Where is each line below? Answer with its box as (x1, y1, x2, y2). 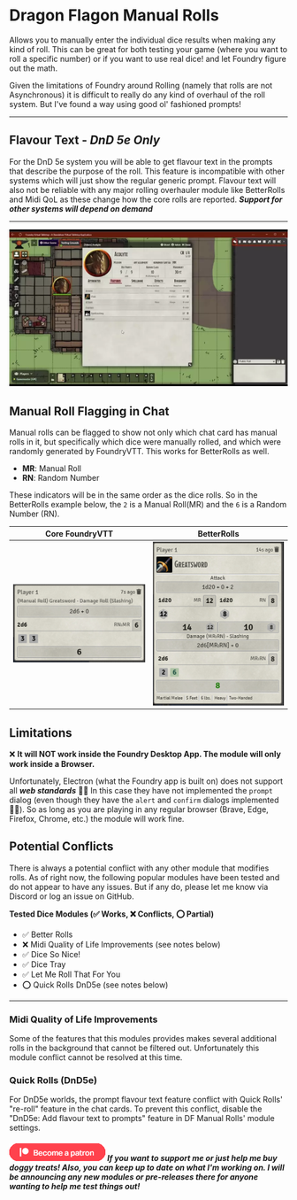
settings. (9, 1122, 42, 1134)
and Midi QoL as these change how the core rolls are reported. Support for (9, 194, 283, 205)
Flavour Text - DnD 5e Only (9, 133, 161, 148)
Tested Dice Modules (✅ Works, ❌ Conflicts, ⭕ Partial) (9, 909, 215, 919)
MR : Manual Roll (21, 463, 82, 474)
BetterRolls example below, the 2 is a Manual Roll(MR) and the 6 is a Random (9, 499, 287, 510)
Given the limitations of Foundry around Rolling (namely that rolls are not (9, 80, 273, 90)
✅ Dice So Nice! (21, 948, 81, 959)
